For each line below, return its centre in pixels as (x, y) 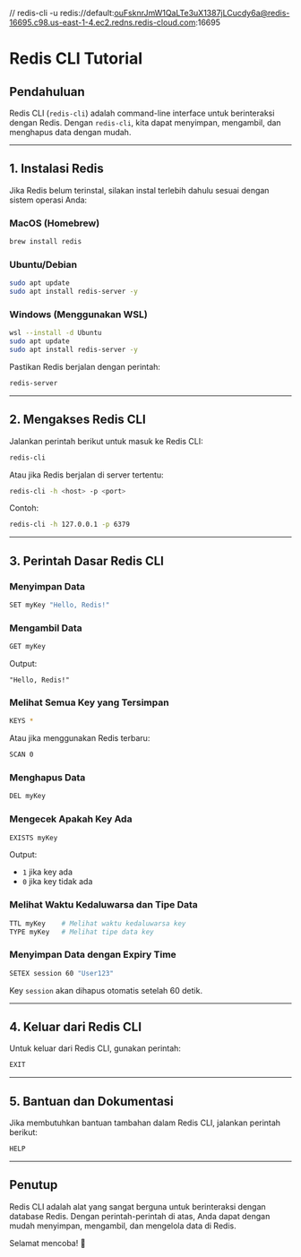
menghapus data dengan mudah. (70, 132)
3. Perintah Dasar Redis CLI (86, 560)
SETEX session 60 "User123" (62, 973)
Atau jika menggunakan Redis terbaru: (80, 738)
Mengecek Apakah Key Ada (71, 819)
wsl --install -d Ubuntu (56, 333)
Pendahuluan (47, 92)
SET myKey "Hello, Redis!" (60, 605)
